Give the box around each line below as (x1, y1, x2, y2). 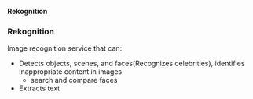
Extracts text (18, 83, 60, 93)
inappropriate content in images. (18, 67, 125, 76)
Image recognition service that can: (7, 44, 123, 53)
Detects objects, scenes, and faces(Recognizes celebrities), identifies (18, 58, 245, 69)
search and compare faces (30, 76, 118, 85)
